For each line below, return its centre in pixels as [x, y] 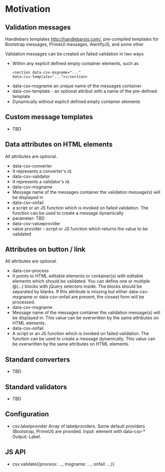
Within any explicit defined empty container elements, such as [75, 63]
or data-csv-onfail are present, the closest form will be [89, 297]
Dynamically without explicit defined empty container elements [76, 101]
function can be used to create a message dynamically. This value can [84, 339]
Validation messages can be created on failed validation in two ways [74, 54]
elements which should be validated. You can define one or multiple [81, 281]
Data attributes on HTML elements [59, 145]
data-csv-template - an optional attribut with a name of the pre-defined [84, 91]
